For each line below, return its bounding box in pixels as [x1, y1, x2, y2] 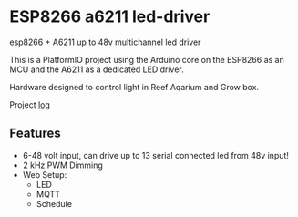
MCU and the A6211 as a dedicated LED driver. [9, 64, 184, 75]
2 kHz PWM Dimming [22, 160, 103, 170]
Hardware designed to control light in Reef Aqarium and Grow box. [9, 81, 260, 92]
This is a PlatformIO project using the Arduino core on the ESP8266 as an [9, 54, 284, 65]
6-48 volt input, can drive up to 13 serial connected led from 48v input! [22, 150, 290, 160]
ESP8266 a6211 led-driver [9, 6, 211, 27]
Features [9, 126, 61, 141]
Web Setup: [22, 169, 67, 180]
